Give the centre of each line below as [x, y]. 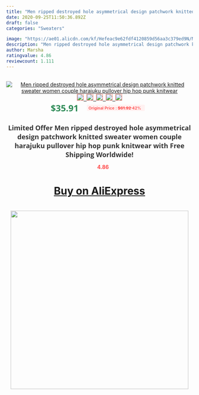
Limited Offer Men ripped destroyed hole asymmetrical [99, 128]
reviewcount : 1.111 [30, 61]
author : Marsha [25, 50]
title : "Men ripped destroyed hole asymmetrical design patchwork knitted [100, 12]
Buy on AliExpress [99, 191]
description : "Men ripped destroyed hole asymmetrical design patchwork [98, 45]
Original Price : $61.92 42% [115, 108]
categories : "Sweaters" [36, 28]
